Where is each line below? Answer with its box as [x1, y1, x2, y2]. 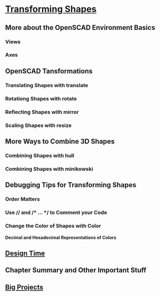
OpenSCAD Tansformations [5, 67, 93, 75]
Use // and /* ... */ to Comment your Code [5, 209, 107, 216]
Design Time [5, 249, 45, 257]
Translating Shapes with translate [5, 82, 88, 89]
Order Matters [5, 196, 40, 202]
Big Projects [5, 283, 44, 292]
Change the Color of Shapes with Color [5, 222, 101, 229]
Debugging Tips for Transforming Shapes [5, 181, 137, 190]
